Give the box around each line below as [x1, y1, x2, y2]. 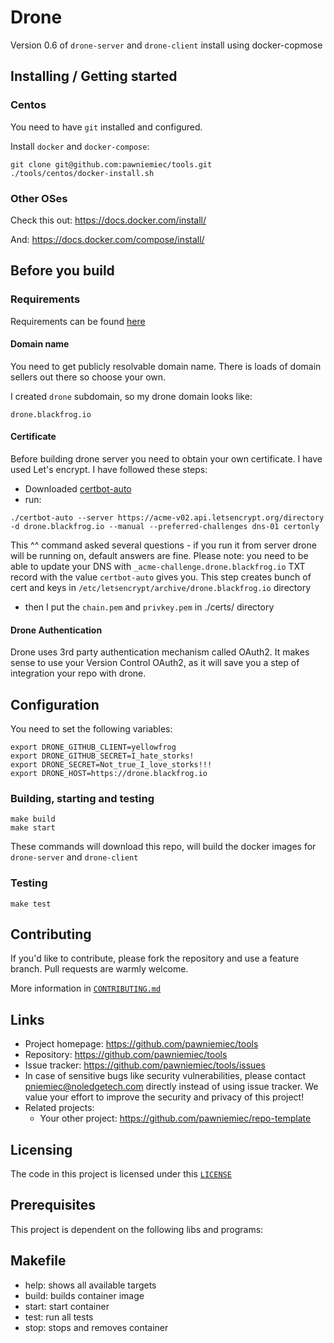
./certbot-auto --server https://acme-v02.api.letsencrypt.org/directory [10, 513, 325, 523]
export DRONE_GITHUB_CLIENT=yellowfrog [10, 742, 177, 753]
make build [10, 814, 56, 825]
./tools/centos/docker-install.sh [10, 168, 155, 178]
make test [10, 899, 52, 909]
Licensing [10, 1141, 73, 1158]
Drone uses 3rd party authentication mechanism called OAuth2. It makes [10, 646, 310, 658]
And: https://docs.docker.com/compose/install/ [10, 233, 205, 245]
